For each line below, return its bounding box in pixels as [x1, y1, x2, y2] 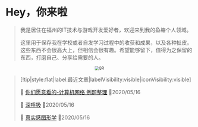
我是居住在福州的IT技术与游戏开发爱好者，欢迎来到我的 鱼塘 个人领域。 [20, 26, 192, 33]
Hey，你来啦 [5, 5, 68, 19]
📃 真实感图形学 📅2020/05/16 [20, 114, 90, 121]
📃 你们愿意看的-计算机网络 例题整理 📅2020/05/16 [20, 89, 141, 96]
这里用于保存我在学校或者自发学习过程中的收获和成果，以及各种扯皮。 [20, 39, 193, 46]
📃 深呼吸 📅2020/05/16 [20, 101, 75, 109]
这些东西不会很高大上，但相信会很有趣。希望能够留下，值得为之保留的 [20, 46, 193, 54]
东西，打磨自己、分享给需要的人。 [20, 54, 104, 61]
